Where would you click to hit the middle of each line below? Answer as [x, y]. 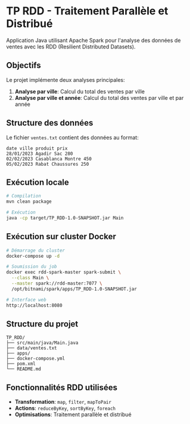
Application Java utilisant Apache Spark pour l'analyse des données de [94, 40]
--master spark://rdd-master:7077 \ [57, 283]
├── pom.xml [21, 364]
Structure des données [50, 123]
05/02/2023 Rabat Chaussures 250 [48, 164]
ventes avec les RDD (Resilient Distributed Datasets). [71, 47]
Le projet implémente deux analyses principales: [66, 80]
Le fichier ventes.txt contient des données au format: [72, 137]
